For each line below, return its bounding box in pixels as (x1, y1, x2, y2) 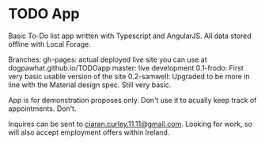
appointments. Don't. (8, 104, 77, 113)
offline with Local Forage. (8, 39, 91, 48)
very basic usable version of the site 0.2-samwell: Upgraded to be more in (8, 71, 251, 81)
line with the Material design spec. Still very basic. (8, 80, 172, 90)
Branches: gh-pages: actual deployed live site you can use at (8, 55, 207, 64)
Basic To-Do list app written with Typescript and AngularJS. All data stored (8, 31, 252, 40)
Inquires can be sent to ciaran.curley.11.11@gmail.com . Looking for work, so (8, 119, 253, 128)
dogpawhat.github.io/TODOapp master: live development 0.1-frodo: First (8, 63, 244, 72)
